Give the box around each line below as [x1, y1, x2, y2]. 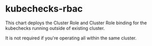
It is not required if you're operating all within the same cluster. [5, 35, 137, 41]
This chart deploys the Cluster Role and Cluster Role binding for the [5, 20, 147, 26]
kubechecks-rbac [5, 3, 83, 15]
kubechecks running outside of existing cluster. [5, 25, 105, 31]
